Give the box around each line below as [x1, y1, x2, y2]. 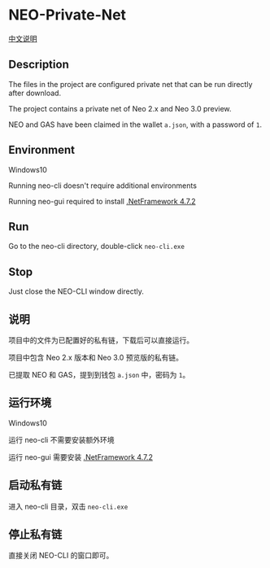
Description [8, 58, 69, 72]
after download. [8, 88, 62, 98]
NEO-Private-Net [8, 6, 127, 24]
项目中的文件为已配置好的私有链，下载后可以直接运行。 [8, 335, 194, 345]
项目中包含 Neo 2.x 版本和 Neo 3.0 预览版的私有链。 [8, 352, 183, 362]
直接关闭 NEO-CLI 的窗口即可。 [8, 551, 114, 561]
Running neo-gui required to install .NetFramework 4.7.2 [8, 196, 197, 206]
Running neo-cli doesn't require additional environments [8, 181, 198, 190]
